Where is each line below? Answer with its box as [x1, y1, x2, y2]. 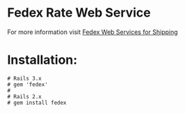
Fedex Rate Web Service [7, 5, 151, 21]
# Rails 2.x [7, 93, 42, 100]
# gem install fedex [7, 99, 67, 106]
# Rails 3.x [7, 75, 42, 82]
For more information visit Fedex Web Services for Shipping [7, 28, 179, 36]
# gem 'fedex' [7, 81, 49, 88]
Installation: [7, 52, 78, 68]
